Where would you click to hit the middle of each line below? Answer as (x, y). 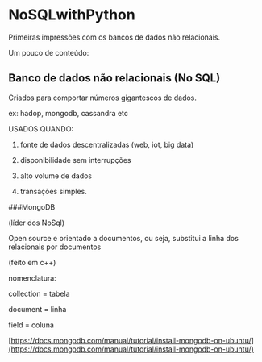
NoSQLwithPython (72, 15)
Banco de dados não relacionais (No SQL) (114, 78)
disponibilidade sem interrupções (75, 160)
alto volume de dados (56, 176)
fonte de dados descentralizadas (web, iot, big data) (107, 144)
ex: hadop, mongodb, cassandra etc (69, 113)
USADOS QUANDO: (41, 129)
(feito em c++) (32, 262)
